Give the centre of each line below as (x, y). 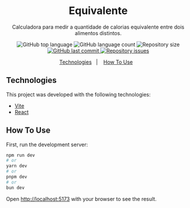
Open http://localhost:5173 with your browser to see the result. (81, 199)
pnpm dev (17, 177)
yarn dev (17, 166)
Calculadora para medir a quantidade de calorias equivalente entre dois (98, 27)
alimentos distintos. (98, 33)
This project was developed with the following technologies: (78, 94)
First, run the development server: (47, 144)
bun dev (15, 188)
